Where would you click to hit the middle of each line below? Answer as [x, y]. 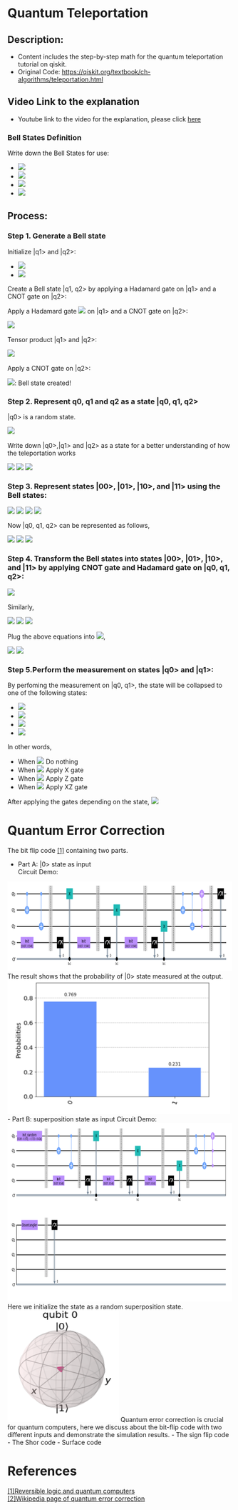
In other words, [30, 746]
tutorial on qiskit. [42, 64]
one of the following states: [47, 692]
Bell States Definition [45, 137]
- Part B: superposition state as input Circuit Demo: [82, 1119]
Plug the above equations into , [56, 636]
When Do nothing [48, 761]
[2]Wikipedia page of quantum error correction [76, 1499]
